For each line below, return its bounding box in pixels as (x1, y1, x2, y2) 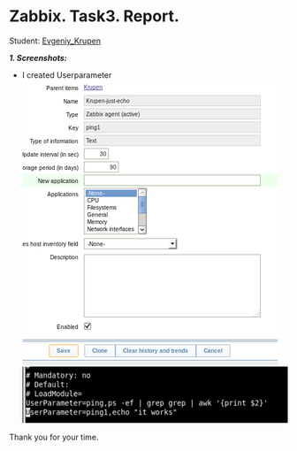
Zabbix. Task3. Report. (9, 6, 179, 27)
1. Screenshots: (9, 52, 68, 63)
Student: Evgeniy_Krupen (9, 35, 102, 46)
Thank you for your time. (9, 432, 99, 442)
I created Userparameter (21, 69, 112, 80)
